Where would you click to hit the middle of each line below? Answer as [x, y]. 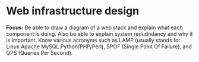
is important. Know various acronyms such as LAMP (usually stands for [93, 40]
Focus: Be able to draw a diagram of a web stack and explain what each [94, 27]
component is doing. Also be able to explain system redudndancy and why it [99, 33]
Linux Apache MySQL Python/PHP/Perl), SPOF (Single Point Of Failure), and [99, 46]
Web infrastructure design [73, 11]
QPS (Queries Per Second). [40, 52]
